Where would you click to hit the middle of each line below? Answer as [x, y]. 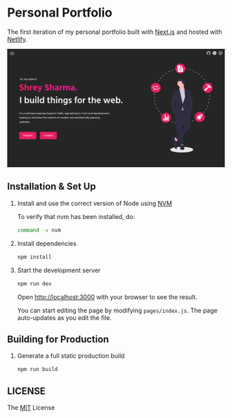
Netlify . [17, 39]
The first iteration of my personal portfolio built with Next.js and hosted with [115, 32]
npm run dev [34, 284]
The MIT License [31, 408]
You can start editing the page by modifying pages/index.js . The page [117, 310]
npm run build [37, 370]
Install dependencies [47, 243]
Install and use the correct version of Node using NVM [95, 203]
